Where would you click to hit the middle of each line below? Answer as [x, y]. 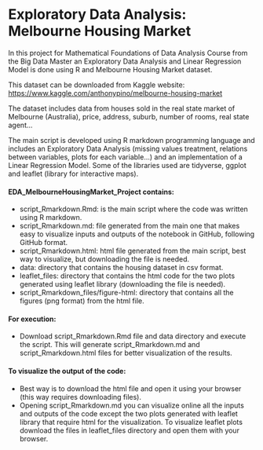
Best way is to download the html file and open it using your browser [130, 388]
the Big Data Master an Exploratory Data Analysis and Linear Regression [125, 61]
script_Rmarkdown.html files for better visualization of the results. [126, 353]
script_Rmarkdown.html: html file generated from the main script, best [133, 251]
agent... [20, 125]
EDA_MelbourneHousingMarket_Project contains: [91, 192]
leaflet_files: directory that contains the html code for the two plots [127, 276]
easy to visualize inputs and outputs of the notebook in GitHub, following [137, 234]
